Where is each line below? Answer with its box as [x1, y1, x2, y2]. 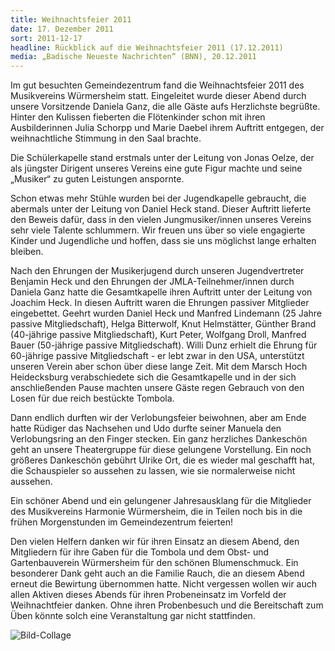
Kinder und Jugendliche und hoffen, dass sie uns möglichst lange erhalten [10, 235, 317, 247]
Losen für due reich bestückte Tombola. [10, 392, 175, 405]
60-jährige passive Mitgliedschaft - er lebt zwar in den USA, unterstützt [10, 350, 305, 362]
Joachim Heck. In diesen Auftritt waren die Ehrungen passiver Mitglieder [10, 297, 310, 309]
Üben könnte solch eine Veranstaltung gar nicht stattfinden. [10, 610, 256, 622]
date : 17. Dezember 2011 [10, 24, 114, 34]
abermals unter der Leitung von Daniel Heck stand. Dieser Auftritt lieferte [10, 203, 312, 215]
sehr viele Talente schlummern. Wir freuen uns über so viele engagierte [10, 224, 306, 236]
